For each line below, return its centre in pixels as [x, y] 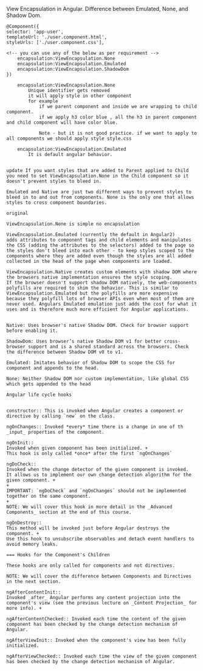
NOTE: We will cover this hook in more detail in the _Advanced [89, 507]
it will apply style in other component [80, 96]
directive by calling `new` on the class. [61, 416]
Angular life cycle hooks [39, 395]
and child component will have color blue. [62, 123]
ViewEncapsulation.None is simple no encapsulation [73, 224]
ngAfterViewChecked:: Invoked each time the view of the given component [102, 656]
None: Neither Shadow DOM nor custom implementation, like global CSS [98, 379]
